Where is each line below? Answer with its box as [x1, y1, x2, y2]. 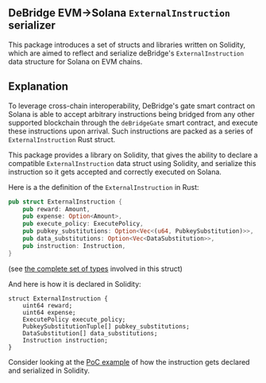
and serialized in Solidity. [8, 366, 90, 375]
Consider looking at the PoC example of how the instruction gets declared [8, 357, 250, 366]
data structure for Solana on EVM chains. [8, 56, 143, 66]
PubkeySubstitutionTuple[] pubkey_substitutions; [22, 322, 191, 331]
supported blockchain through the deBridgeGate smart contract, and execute [8, 118, 258, 127]
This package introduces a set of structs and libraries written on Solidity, [8, 40, 246, 49]
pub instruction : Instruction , [22, 242, 126, 250]
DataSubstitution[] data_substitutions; [22, 329, 158, 337]
